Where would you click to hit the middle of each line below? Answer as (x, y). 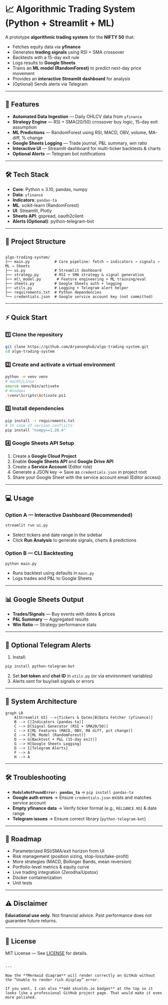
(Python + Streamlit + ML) (60, 23)
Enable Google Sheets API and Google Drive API (63, 461)
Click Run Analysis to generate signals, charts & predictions (74, 540)
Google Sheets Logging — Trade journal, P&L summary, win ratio (80, 143)
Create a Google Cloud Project (44, 456)
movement (23, 73)
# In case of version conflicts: (40, 425)
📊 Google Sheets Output (44, 600)
